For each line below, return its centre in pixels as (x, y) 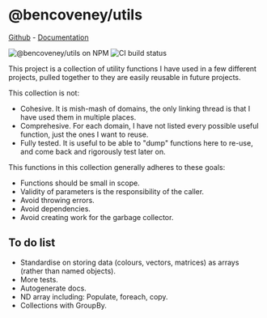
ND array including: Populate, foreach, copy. (94, 296)
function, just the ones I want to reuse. (84, 134)
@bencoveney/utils (76, 15)
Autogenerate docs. (53, 288)
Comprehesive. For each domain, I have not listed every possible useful (139, 125)
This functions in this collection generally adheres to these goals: (117, 167)
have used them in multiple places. (78, 117)
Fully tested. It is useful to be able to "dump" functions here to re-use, (136, 142)
